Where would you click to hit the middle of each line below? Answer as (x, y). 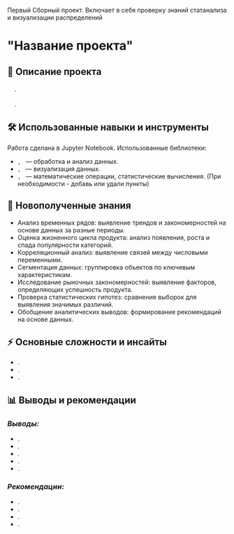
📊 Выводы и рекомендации (72, 400)
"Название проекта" (70, 46)
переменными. (40, 260)
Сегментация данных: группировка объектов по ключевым (106, 267)
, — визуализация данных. (59, 169)
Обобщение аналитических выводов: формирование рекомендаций (119, 311)
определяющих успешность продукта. (75, 289)
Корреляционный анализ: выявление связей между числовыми (112, 252)
